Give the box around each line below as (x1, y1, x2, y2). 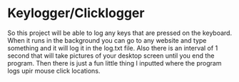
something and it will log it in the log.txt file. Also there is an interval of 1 (7, 43, 218, 52)
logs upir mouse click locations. (7, 66, 101, 75)
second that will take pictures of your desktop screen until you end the (7, 51, 215, 60)
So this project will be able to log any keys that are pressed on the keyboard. (7, 29, 233, 37)
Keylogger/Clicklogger (7, 5, 145, 21)
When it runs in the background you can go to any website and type (7, 36, 207, 44)
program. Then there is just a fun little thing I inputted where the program (7, 58, 222, 67)
